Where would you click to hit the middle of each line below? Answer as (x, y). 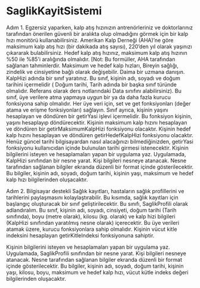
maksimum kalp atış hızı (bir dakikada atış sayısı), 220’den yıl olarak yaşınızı (99, 47)
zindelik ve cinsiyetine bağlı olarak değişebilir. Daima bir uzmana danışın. (96, 72)
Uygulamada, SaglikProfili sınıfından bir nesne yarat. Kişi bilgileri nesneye (96, 253)
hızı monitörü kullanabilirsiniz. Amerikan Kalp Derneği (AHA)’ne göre (90, 40)
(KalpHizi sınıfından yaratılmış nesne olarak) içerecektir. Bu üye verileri (93, 222)
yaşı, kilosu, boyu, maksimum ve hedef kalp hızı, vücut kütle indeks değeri (97, 272)
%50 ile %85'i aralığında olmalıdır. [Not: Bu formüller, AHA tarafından (91, 59)
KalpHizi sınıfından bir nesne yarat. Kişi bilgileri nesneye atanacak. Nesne (96, 160)
